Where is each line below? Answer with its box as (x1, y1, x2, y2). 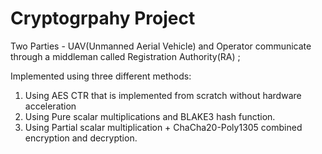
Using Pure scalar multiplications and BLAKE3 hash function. (24, 110, 276, 122)
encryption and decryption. (24, 132, 138, 144)
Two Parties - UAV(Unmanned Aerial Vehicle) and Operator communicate (10, 40, 312, 52)
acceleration (24, 100, 77, 112)
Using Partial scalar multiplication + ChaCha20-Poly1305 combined (24, 121, 303, 133)
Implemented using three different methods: (10, 70, 192, 82)
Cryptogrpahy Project (10, 7, 196, 30)
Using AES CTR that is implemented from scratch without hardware (24, 89, 302, 101)
